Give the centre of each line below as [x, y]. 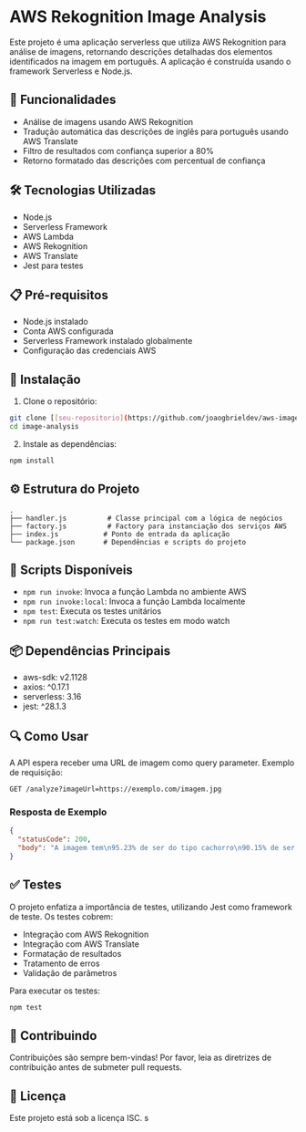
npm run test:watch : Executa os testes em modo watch [126, 621]
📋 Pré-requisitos [59, 295]
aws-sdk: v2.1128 [55, 678]
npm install [32, 461]
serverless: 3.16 [52, 697]
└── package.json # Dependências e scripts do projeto [128, 542]
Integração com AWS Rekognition [86, 934]
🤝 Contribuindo [53, 1036]
